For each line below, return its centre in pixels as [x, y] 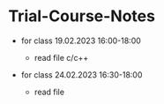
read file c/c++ [61, 57]
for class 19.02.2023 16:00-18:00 [81, 41]
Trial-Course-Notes [82, 16]
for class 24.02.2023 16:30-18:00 [82, 74]
